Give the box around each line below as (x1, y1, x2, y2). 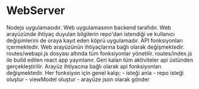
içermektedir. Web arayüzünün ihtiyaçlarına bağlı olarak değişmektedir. (6, 43, 185, 51)
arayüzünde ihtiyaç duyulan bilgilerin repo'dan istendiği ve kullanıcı (6, 30, 175, 37)
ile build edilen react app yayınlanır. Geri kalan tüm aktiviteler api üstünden (6, 56, 194, 63)
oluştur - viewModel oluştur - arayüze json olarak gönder (6, 76, 150, 83)
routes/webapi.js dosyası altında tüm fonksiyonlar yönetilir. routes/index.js (6, 49, 192, 57)
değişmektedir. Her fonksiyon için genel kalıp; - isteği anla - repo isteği (6, 69, 184, 76)
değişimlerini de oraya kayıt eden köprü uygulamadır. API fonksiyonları (6, 37, 183, 44)
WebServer (6, 4, 65, 18)
